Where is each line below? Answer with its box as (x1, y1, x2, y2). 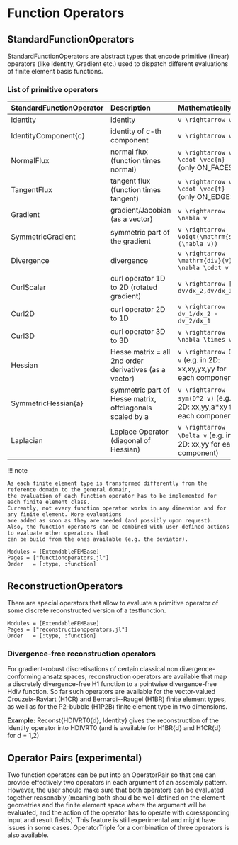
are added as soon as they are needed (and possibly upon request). (7, 517, 214, 525)
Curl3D (11, 331, 35, 341)
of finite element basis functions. (7, 67, 103, 75)
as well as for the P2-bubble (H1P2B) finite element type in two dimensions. (7, 703, 228, 711)
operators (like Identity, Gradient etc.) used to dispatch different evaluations (7, 60, 229, 68)
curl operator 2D (110, 305, 166, 315)
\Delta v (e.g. (178, 430, 225, 440)
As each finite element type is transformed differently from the (7, 480, 208, 487)
